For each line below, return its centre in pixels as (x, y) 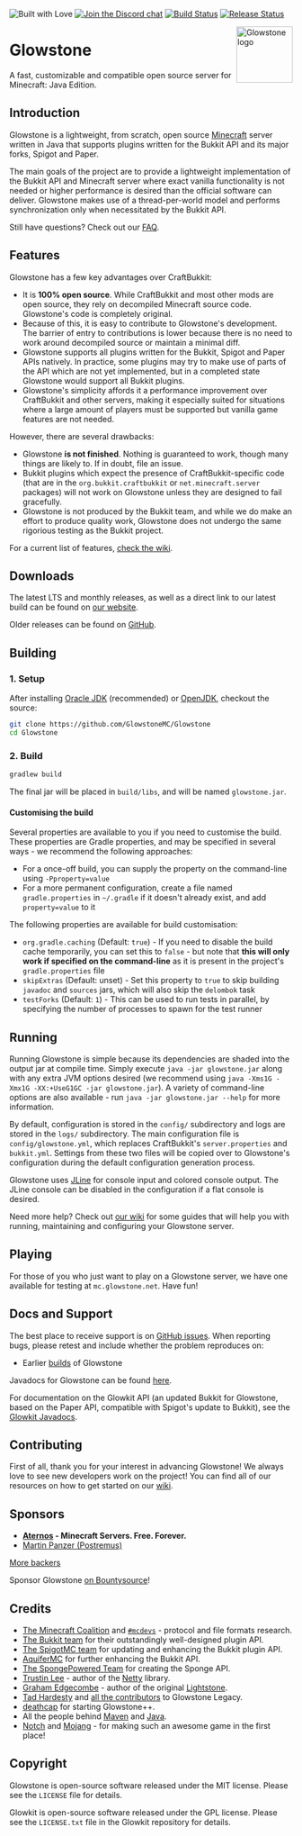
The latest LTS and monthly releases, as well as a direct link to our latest (143, 598)
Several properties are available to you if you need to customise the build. (146, 832)
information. (32, 1107)
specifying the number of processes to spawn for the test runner (142, 1009)
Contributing (46, 1445)
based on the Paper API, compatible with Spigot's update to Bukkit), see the (150, 1407)
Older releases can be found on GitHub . (83, 625)
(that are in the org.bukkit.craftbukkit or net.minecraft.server (141, 483)
